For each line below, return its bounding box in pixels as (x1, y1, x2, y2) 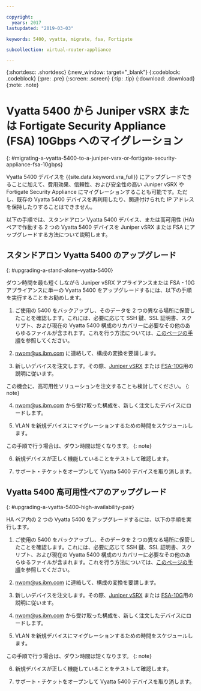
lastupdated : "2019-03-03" (6, 25, 74, 31)
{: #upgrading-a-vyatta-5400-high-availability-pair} (6, 503, 134, 510)
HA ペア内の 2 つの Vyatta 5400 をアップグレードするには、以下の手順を (6, 516, 187, 523)
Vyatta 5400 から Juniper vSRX (6, 104, 166, 118)
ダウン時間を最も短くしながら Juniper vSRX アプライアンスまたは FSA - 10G (6, 279, 195, 286)
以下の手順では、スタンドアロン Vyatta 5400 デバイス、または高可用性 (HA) (6, 216, 195, 223)
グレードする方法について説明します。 (16, 231, 111, 238)
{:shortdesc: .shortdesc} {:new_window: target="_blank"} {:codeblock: (6, 68, 181, 76)
